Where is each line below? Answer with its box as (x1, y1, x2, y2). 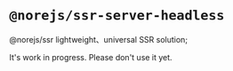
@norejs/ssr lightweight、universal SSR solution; (9, 34, 189, 44)
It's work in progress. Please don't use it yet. (9, 51, 173, 62)
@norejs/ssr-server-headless (9, 7, 225, 24)
